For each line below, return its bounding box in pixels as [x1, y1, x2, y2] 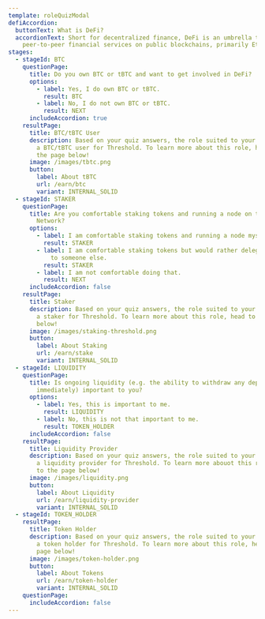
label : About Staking [36, 342, 108, 350]
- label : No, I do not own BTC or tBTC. [36, 99, 171, 107]
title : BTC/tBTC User [28, 129, 101, 137]
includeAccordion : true [28, 114, 108, 122]
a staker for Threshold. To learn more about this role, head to [36, 313, 256, 321]
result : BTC [43, 92, 83, 100]
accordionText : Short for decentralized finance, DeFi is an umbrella [15, 33, 252, 42]
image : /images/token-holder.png [28, 554, 140, 563]
